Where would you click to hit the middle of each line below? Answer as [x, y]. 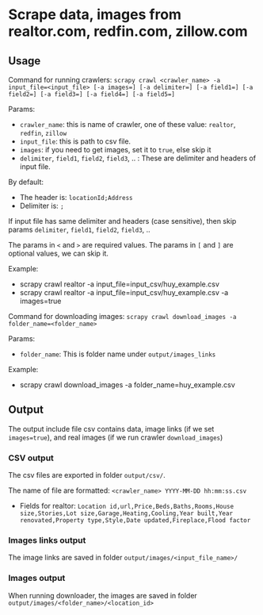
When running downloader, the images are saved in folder [103, 595]
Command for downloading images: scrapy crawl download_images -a [122, 316]
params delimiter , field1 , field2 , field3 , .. [79, 229]
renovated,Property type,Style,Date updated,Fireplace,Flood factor [135, 521]
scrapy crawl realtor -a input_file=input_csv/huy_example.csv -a [124, 292]
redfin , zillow [43, 133]
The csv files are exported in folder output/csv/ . [87, 475]
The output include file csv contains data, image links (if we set [111, 429]
